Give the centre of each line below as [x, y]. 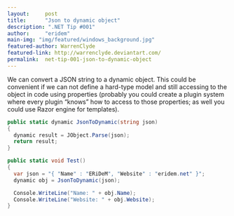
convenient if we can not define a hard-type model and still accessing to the [117, 87]
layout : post [33, 14]
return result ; [36, 142]
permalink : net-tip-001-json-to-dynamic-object [80, 60]
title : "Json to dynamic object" [64, 20]
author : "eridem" [39, 33]
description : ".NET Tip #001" [51, 27]
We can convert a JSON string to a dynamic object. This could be [102, 79]
